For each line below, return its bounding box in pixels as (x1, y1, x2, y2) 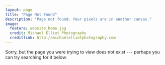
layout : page (5, 7, 33, 12)
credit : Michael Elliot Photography (10, 30, 87, 35)
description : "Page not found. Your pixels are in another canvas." (5, 16, 152, 21)
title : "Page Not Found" (5, 12, 57, 17)
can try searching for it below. (5, 54, 67, 60)
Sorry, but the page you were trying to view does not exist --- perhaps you (5, 48, 160, 55)
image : (5, 21, 19, 26)
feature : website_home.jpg (10, 26, 66, 31)
